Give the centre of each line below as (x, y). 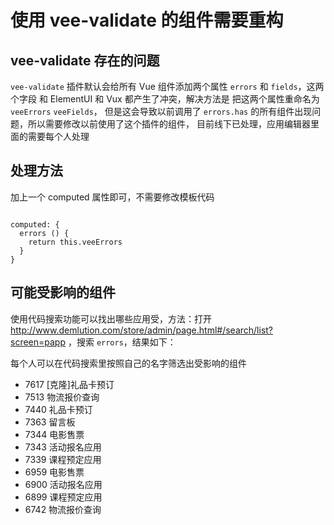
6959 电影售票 (54, 472)
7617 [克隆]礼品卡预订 (69, 384)
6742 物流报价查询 (63, 509)
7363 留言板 (50, 422)
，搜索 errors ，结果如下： (122, 342)
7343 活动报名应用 (63, 447)
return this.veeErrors (75, 242)
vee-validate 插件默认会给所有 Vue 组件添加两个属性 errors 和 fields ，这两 (167, 86)
